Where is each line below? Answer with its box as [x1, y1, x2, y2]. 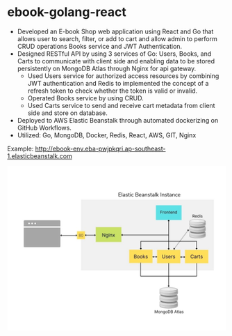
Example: [7, 144, 34, 153]
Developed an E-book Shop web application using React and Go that [17, 27, 214, 36]
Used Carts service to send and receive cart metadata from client [27, 101, 215, 109]
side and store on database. [27, 109, 108, 117]
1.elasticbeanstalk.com [7, 151, 73, 160]
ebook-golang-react [7, 4, 126, 20]
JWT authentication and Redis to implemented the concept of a [27, 79, 209, 87]
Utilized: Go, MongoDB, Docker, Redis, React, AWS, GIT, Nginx [17, 130, 197, 139]
